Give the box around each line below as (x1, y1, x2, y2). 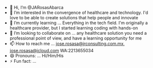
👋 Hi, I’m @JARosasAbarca (9, 5, 64, 10)
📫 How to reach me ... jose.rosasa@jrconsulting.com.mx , (9, 41, 125, 46)
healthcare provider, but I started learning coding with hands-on (9, 25, 138, 31)
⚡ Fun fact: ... (9, 58, 36, 64)
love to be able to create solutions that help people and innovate (9, 15, 138, 20)
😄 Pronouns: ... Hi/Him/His (9, 53, 64, 58)
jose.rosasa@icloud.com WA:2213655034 (9, 48, 94, 53)
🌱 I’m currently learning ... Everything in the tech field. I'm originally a (9, 20, 148, 26)
